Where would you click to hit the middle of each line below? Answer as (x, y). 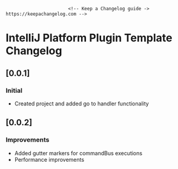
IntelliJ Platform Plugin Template (89, 38)
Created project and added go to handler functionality (81, 104)
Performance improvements (49, 159)
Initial (14, 90)
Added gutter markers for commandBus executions (78, 153)
